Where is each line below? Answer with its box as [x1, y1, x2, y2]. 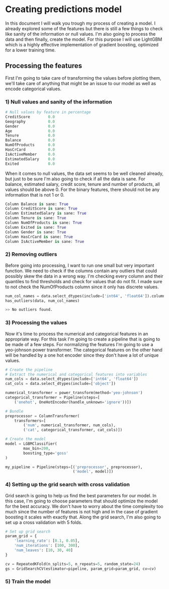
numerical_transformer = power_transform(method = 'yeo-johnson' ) [5, 390, 143, 396]
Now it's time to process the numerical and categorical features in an [5, 331, 148, 337]
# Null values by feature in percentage [5, 110, 92, 115]
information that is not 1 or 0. [5, 191, 64, 198]
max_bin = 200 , [23, 446, 51, 451]
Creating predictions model [5, 4, 122, 15]
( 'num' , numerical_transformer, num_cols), [23, 423, 116, 428]
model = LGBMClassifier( [5, 441, 57, 446]
